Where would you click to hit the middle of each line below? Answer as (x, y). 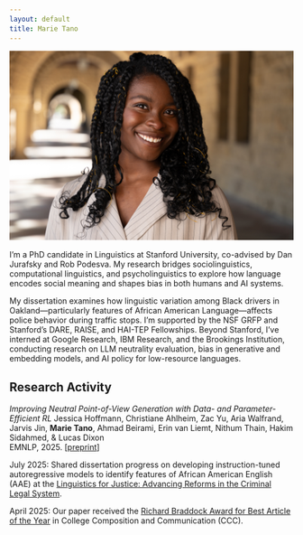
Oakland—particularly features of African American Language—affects (141, 311)
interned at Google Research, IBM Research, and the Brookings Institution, (147, 340)
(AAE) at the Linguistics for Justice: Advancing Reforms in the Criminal (141, 483)
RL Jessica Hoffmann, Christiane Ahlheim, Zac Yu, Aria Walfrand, (163, 418)
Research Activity (61, 387)
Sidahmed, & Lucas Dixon (57, 437)
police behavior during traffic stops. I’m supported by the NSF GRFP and (144, 320)
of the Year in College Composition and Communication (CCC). (126, 521)
